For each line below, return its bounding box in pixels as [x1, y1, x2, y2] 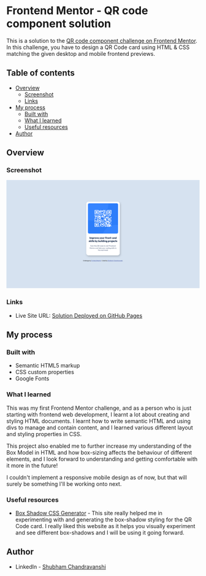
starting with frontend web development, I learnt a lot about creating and [6, 410, 190, 418]
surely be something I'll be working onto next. [6, 480, 122, 488]
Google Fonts [15, 375, 50, 382]
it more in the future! [6, 461, 58, 469]
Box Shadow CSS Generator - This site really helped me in [15, 510, 162, 517]
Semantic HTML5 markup [15, 362, 80, 369]
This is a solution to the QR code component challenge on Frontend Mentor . [6, 37, 197, 44]
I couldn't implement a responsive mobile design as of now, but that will [6, 474, 187, 481]
